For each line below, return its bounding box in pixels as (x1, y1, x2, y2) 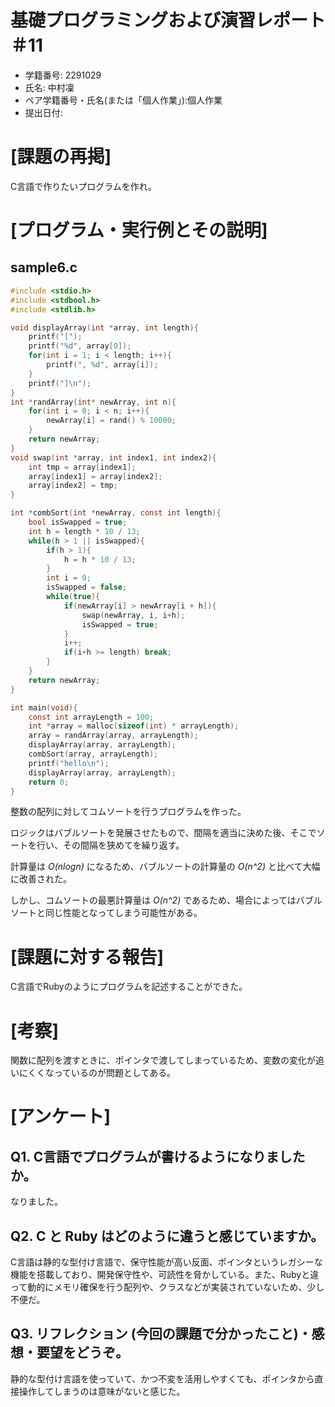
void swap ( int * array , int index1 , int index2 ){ (10, 452, 217, 463)
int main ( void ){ (10, 702, 78, 713)
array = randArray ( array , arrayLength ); (28, 731, 199, 741)
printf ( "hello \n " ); (28, 758, 110, 768)
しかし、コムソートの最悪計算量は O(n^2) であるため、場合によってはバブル (10, 894, 323, 906)
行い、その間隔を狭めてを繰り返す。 (36, 839, 185, 851)
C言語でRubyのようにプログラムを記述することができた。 (10, 981, 248, 993)
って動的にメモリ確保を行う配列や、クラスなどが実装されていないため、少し (10, 1281, 325, 1293)
